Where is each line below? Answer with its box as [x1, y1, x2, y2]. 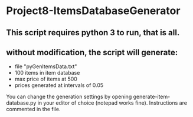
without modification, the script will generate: [6, 47, 178, 57]
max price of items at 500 [14, 75, 78, 83]
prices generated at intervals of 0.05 [14, 82, 104, 89]
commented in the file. [6, 106, 61, 113]
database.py [6, 99, 37, 106]
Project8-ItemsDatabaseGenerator [6, 4, 181, 18]
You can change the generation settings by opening [6, 93, 132, 101]
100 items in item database [14, 69, 80, 76]
